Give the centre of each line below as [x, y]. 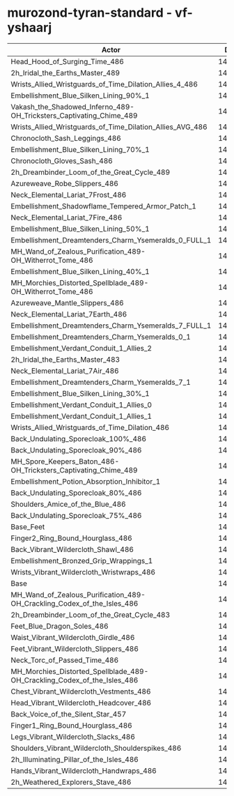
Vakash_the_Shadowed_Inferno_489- [72, 107]
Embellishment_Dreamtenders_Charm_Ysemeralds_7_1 [101, 382]
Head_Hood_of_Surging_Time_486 [67, 61]
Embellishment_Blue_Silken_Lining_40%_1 [80, 271]
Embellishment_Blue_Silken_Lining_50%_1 [80, 229]
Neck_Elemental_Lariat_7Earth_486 [69, 314]
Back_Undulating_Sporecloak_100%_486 [79, 438]
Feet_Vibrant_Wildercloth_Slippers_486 [75, 648]
